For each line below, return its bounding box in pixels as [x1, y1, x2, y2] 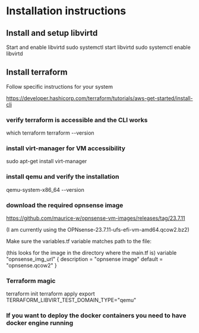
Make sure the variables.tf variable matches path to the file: [6, 238, 151, 245]
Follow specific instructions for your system [6, 83, 113, 90]
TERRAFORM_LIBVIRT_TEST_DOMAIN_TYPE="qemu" [6, 297, 137, 304]
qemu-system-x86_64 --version [6, 186, 84, 193]
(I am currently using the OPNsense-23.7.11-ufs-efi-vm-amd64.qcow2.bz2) [6, 226, 190, 233]
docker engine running [6, 319, 74, 327]
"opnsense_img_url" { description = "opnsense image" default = [6, 256, 163, 263]
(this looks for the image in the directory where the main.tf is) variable [6, 249, 177, 256]
